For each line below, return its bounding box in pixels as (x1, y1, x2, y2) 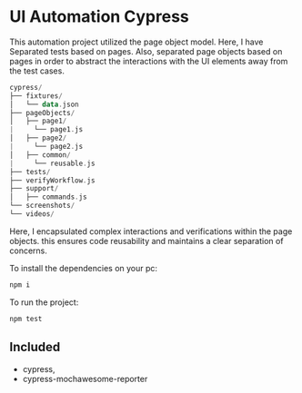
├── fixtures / (9, 91, 64, 101)
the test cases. (9, 65, 65, 76)
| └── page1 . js (9, 125, 84, 134)
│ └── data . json (9, 100, 79, 109)
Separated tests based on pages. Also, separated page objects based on (9, 45, 283, 56)
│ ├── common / (9, 150, 71, 160)
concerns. (9, 245, 48, 256)
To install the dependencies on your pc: (9, 262, 157, 273)
